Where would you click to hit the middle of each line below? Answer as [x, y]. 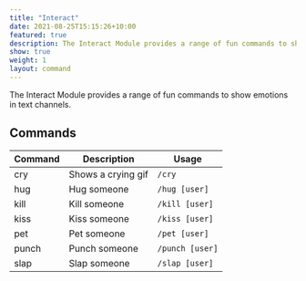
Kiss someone [99, 218]
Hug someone [99, 189]
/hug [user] [183, 189]
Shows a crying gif [108, 174]
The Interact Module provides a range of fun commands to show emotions [149, 94]
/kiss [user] [185, 219]
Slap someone [99, 263]
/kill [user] [185, 203]
